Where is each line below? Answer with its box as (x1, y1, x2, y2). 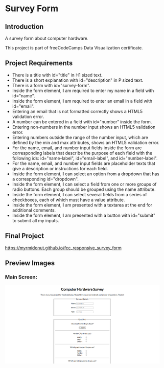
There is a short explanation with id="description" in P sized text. (12, 77, 143, 83)
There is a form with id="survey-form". (12, 82, 91, 88)
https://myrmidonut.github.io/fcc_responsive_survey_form (5, 245, 122, 251)
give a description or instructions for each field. (12, 165, 108, 171)
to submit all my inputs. (12, 217, 59, 223)
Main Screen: (5, 274, 38, 280)
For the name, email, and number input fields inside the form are (12, 145, 142, 151)
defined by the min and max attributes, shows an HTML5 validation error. (12, 139, 160, 145)
